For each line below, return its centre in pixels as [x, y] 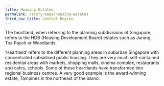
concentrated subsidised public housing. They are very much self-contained [82, 58]
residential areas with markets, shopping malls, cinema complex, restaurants [82, 63]
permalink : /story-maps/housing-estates [47, 14]
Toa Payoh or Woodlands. [31, 43]
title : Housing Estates [29, 10]
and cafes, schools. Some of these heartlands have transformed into [74, 68]
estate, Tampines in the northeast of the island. [53, 78]
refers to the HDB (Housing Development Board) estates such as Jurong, [79, 38]
